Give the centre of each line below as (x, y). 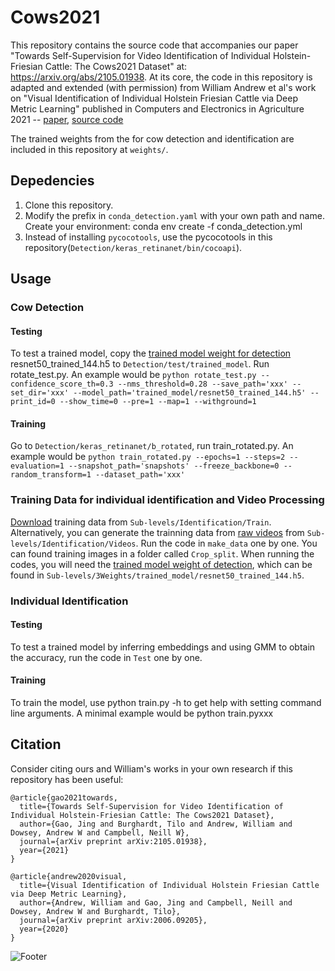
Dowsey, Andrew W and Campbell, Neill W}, (100, 832)
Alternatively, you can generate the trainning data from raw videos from (157, 532)
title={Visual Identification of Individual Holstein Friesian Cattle (169, 885)
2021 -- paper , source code (67, 119)
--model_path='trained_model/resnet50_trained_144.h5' (190, 393)
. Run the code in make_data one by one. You (226, 543)
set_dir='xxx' (40, 393)
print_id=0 (33, 402)
